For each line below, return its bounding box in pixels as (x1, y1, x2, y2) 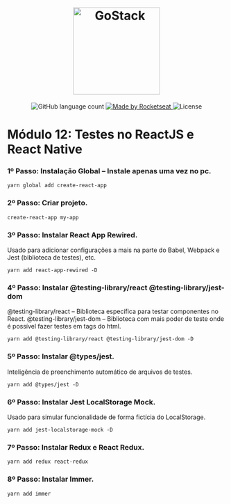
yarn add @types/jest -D (7, 381, 79, 388)
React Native (7, 141, 83, 157)
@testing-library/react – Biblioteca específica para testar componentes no (7, 307, 219, 316)
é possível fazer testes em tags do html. (7, 322, 121, 331)
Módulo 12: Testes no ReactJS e (7, 127, 194, 143)
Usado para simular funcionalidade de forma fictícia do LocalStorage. (7, 413, 206, 421)
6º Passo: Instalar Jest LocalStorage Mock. (7, 397, 156, 407)
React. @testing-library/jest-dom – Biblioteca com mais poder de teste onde (7, 315, 224, 323)
